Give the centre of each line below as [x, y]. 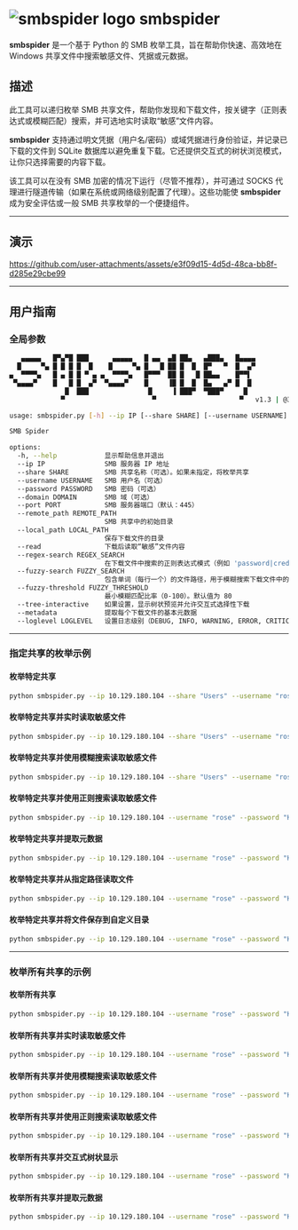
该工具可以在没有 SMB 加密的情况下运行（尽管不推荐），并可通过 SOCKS [141, 180]
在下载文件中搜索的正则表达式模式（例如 [167, 563]
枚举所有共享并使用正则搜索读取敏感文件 [83, 1116]
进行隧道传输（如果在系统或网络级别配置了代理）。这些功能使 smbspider [149, 192]
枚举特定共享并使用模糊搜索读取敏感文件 [83, 758]
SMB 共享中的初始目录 [139, 522]
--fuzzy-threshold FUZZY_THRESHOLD [83, 588]
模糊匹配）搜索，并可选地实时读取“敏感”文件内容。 [125, 121]
